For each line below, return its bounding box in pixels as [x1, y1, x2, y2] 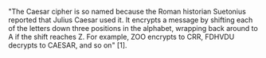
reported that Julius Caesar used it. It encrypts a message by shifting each [8, 15, 253, 25]
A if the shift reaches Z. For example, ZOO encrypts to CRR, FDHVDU [8, 32, 235, 41]
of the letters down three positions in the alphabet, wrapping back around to [8, 24, 259, 33]
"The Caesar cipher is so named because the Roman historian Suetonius [8, 7, 247, 16]
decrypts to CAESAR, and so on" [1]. [8, 41, 127, 50]
